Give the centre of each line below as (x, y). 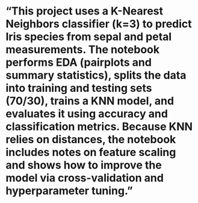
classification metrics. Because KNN (99, 127)
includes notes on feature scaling (91, 153)
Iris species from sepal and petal (89, 37)
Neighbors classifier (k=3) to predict (99, 24)
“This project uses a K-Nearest (85, 11)
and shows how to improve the (84, 165)
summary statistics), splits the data (96, 75)
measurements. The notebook (83, 50)
